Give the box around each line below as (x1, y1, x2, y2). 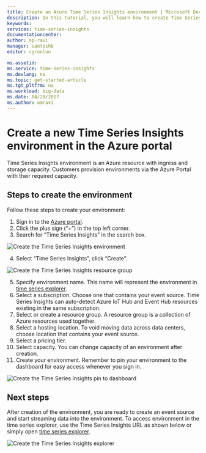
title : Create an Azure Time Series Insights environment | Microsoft (7, 9, 191, 15)
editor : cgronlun (7, 49, 51, 55)
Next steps (7, 392, 50, 402)
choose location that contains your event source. (15, 330, 139, 337)
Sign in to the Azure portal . (15, 218, 84, 225)
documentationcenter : (7, 32, 62, 38)
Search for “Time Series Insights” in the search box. (15, 230, 147, 238)
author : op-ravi (7, 37, 48, 43)
